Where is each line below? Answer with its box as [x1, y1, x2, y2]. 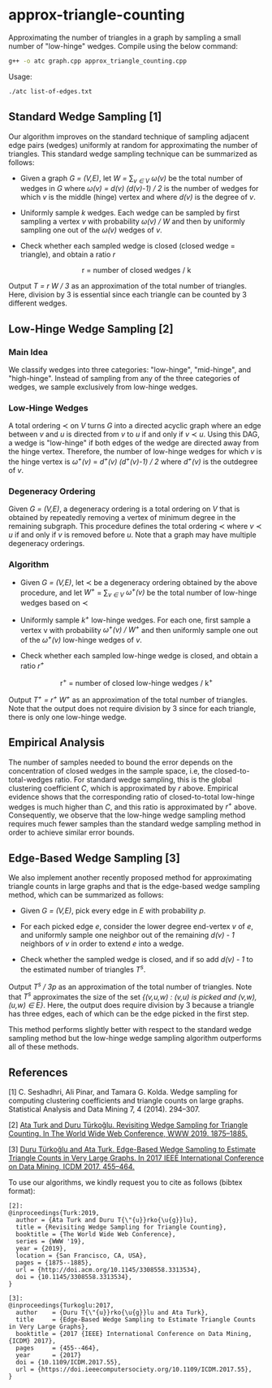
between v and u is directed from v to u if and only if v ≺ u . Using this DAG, [8, 429, 260, 440]
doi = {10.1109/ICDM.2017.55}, [15, 1358, 122, 1366]
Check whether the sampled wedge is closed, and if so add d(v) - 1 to [19, 955, 253, 965]
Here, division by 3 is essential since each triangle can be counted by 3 [8, 290, 248, 300]
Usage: [8, 72, 32, 81]
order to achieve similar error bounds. [8, 827, 135, 838]
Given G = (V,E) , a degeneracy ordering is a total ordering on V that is [8, 504, 240, 514]
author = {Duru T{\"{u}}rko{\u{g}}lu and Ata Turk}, [15, 1308, 209, 1316]
